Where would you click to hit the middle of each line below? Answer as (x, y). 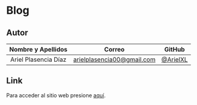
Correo (114, 49)
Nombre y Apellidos (39, 49)
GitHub (174, 49)
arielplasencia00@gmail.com (114, 59)
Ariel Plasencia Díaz (38, 59)
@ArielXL (174, 59)
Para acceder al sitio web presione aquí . (56, 95)
